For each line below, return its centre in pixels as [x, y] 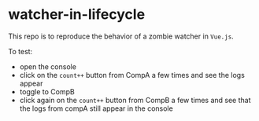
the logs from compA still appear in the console [96, 108]
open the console [48, 66]
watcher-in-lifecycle [77, 15]
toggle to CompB [47, 91]
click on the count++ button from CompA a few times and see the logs [132, 75]
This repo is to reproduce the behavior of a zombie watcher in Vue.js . [121, 36]
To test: [20, 51]
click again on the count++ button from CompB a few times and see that [135, 100]
